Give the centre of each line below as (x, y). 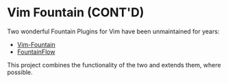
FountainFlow (36, 52)
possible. (20, 72)
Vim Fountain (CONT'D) (76, 13)
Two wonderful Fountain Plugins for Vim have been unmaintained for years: (113, 31)
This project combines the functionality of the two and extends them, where (114, 65)
